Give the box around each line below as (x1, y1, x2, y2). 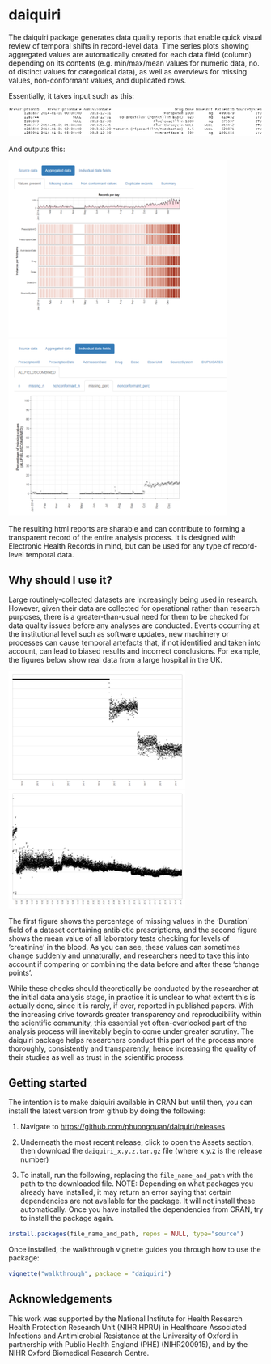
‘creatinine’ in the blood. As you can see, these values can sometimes (8, 943, 241, 952)
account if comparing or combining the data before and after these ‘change (8, 959, 260, 969)
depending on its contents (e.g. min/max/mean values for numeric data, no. (8, 58, 260, 68)
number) (19, 1154, 49, 1164)
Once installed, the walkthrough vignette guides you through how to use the (8, 1244, 261, 1255)
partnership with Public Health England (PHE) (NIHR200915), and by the (8, 1339, 248, 1349)
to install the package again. (19, 1214, 115, 1223)
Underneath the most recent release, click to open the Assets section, (19, 1137, 253, 1147)
